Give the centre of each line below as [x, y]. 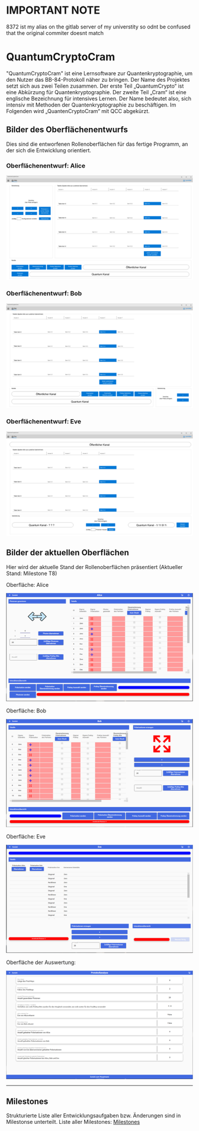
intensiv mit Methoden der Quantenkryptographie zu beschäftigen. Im [91, 105]
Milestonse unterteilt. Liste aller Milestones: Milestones [73, 1122]
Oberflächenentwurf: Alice [46, 165]
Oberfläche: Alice [28, 584]
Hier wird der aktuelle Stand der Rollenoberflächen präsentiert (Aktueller [94, 567]
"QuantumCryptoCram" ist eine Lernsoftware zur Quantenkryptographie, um [99, 73]
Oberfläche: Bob [26, 711]
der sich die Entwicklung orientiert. [49, 150]
